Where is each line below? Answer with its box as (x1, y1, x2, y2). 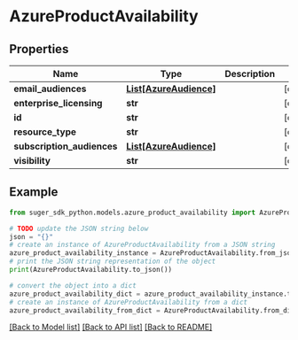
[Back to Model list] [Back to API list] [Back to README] (9, 321, 213, 333)
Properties (9, 42, 69, 57)
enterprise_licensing (13, 97, 103, 109)
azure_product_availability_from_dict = (9, 305, 161, 315)
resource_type (13, 126, 77, 138)
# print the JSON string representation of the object (9, 257, 216, 267)
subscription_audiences (13, 140, 118, 152)
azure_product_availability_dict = (9, 290, 141, 298)
